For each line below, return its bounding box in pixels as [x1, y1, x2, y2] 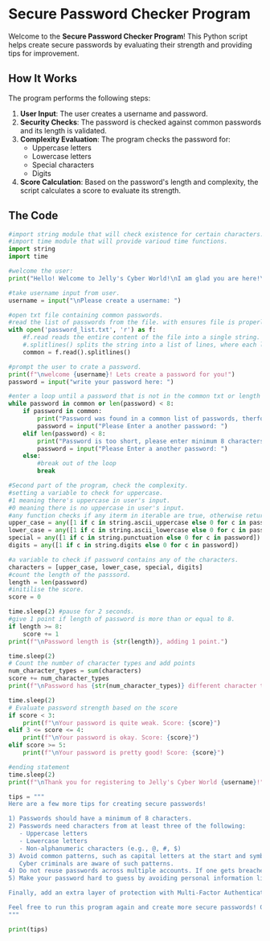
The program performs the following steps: [8, 93, 151, 103]
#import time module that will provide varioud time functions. [8, 238, 228, 246]
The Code [8, 209, 59, 223]
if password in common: [22, 407, 103, 415]
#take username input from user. [8, 288, 121, 297]
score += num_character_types [8, 674, 110, 683]
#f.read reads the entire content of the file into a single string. [22, 333, 261, 342]
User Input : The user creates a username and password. [19, 108, 208, 118]
